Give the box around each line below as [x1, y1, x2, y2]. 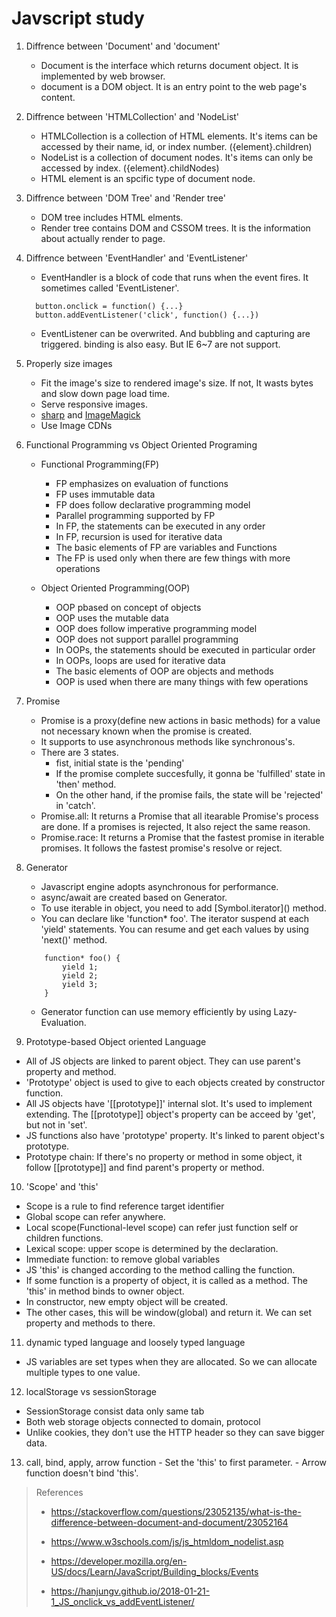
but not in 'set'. [25, 1118, 88, 1131]
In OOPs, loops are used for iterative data [55, 654, 226, 666]
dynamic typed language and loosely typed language [25, 1336, 246, 1348]
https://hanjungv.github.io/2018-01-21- [50, 1585, 211, 1597]
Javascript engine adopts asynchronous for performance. [40, 880, 279, 892]
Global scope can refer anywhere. [25, 1210, 166, 1222]
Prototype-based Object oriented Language [25, 1035, 207, 1047]
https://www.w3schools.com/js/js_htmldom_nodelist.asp [50, 1535, 284, 1547]
